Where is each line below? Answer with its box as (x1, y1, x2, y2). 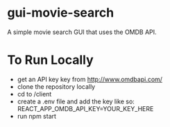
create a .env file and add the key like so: (17, 97, 135, 105)
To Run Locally (7, 52, 94, 68)
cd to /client (17, 90, 52, 98)
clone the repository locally (17, 82, 96, 91)
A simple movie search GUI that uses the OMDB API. (7, 28, 158, 36)
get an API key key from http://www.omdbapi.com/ (17, 75, 163, 83)
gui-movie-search (7, 5, 114, 21)
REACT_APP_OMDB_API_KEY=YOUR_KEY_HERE (17, 104, 154, 112)
